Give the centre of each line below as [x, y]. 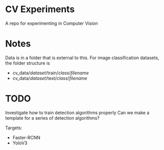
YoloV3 [20, 143]
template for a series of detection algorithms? [52, 118]
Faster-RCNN [26, 137]
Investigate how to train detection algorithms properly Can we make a [77, 113]
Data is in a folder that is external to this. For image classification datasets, [82, 58]
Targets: [14, 128]
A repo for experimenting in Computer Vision [52, 23]
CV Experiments [40, 9]
